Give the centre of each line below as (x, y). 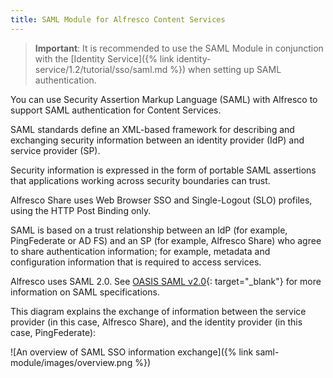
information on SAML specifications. (85, 292)
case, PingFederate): (53, 332)
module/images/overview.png (71, 362)
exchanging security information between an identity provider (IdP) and (157, 140)
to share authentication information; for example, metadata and (140, 251)
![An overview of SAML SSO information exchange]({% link (132, 352)
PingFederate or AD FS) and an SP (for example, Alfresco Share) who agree (166, 240)
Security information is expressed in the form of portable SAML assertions (163, 170)
